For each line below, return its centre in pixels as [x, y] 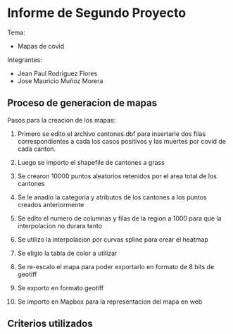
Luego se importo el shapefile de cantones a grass [91, 162]
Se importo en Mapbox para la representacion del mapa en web [110, 302]
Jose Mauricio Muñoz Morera [60, 81]
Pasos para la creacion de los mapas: [62, 120]
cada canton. [37, 149]
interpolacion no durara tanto [60, 225]
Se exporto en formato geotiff [61, 287]
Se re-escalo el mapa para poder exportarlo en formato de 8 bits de [116, 266]
